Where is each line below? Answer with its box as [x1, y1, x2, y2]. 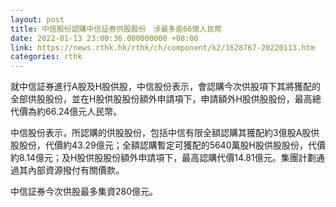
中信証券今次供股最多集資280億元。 [10, 186, 159, 198]
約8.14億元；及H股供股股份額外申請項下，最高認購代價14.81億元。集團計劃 [10, 152, 317, 164]
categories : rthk [10, 52, 83, 62]
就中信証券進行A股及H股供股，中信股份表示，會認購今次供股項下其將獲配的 [10, 81, 322, 93]
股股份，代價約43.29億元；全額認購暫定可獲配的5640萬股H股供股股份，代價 [10, 139, 326, 151]
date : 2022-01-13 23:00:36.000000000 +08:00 [10, 33, 199, 43]
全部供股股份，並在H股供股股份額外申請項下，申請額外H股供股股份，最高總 [10, 93, 322, 105]
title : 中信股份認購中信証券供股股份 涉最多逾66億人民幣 [10, 24, 222, 34]
